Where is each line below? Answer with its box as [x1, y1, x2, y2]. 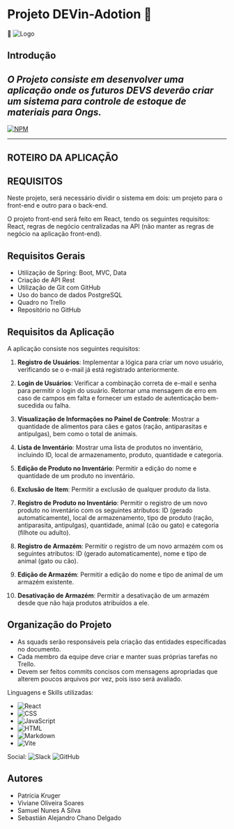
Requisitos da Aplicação [7, 326, 115, 338]
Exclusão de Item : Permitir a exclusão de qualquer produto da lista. [17, 485, 211, 493]
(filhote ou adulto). [17, 528, 71, 537]
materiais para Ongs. [7, 106, 102, 118]
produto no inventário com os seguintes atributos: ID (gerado [17, 506, 193, 514]
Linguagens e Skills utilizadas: [7, 688, 94, 696]
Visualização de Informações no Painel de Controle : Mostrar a [17, 414, 200, 423]
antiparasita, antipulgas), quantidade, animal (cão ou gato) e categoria [17, 521, 219, 529]
